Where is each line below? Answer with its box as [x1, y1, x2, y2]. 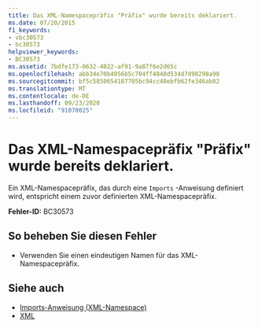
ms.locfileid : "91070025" [8, 107, 93, 115]
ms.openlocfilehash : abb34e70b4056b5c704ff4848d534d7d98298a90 [8, 70, 220, 78]
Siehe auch [8, 282, 64, 295]
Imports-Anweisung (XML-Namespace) [19, 302, 147, 311]
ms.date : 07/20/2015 [8, 19, 76, 27]
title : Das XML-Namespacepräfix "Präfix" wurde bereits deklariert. [8, 11, 238, 20]
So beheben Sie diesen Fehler [8, 230, 157, 243]
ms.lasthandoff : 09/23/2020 [8, 99, 101, 107]
